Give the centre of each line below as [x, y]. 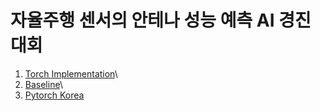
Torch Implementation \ [71, 73]
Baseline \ [43, 84]
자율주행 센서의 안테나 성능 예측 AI [142, 20]
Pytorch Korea [54, 95]
